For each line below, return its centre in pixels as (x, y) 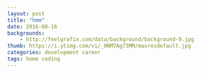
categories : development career (54, 53)
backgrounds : (26, 33)
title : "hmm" (26, 20)
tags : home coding (34, 59)
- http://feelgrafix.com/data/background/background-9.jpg (107, 40)
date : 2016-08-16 (32, 26)
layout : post (26, 14)
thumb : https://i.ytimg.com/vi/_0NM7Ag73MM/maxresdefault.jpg (99, 46)
